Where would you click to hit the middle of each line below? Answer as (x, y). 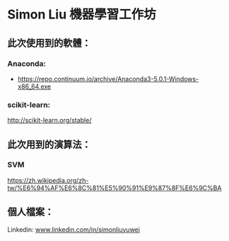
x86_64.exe (34, 86)
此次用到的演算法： (49, 144)
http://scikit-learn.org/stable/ (49, 120)
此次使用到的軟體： (49, 43)
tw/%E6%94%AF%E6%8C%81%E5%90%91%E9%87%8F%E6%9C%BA (114, 188)
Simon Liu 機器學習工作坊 (82, 15)
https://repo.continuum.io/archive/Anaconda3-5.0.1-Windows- (108, 79)
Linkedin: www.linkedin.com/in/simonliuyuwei (74, 229)
